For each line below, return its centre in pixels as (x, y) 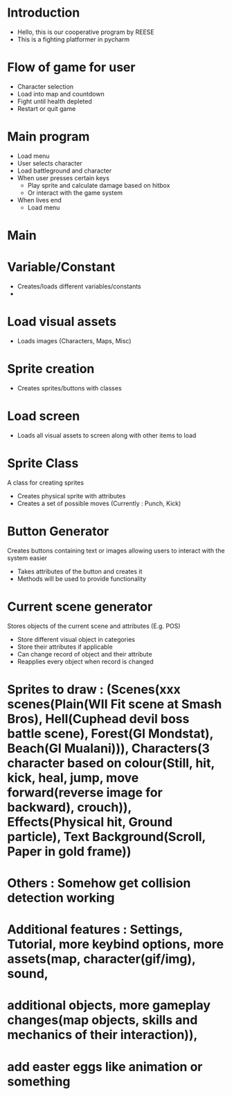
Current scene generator (80, 606)
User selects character (50, 163)
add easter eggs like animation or (105, 1067)
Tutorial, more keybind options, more (115, 945)
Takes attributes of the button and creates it (80, 571)
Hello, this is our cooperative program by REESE (86, 32)
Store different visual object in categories (76, 639)
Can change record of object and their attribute (84, 654)
